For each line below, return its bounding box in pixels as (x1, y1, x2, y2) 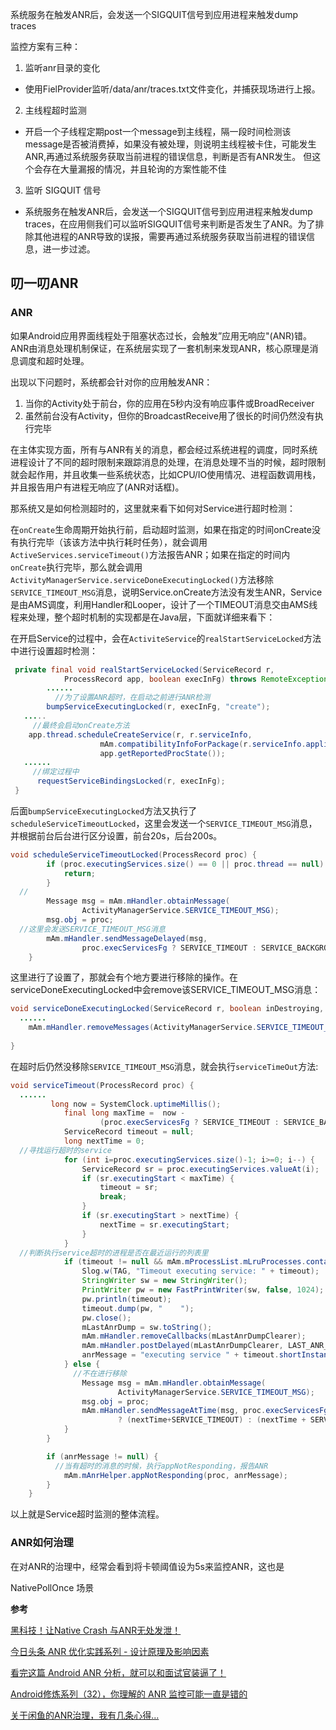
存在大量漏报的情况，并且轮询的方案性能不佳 (42, 163, 227, 175)
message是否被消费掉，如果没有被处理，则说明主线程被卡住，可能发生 (24, 138, 317, 150)
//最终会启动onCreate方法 (32, 720, 130, 730)
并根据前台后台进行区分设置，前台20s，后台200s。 (10, 829, 223, 842)
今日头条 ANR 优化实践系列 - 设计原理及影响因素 (10, 1645, 210, 1657)
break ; (99, 1192, 128, 1202)
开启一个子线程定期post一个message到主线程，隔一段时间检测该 (24, 126, 292, 137)
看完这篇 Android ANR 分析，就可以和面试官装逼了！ (10, 1666, 227, 1678)
